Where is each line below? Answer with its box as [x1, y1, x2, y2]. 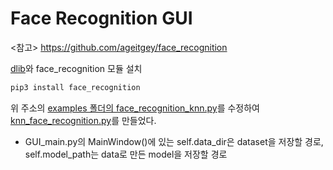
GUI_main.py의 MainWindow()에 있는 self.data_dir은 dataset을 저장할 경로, [24, 135, 324, 147]
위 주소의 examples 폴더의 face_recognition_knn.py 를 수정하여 [10, 102, 260, 114]
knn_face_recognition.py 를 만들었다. [10, 114, 157, 126]
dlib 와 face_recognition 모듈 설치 [10, 62, 143, 74]
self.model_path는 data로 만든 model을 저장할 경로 [24, 148, 228, 160]
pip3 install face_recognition [10, 82, 141, 92]
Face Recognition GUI [10, 7, 193, 30]
